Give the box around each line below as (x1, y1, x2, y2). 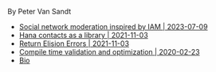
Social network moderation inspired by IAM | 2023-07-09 (18, 22, 208, 31)
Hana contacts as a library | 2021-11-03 (18, 31, 148, 40)
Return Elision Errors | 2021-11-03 (18, 39, 129, 48)
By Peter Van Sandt (7, 7, 72, 16)
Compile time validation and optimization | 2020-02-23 (18, 47, 200, 56)
